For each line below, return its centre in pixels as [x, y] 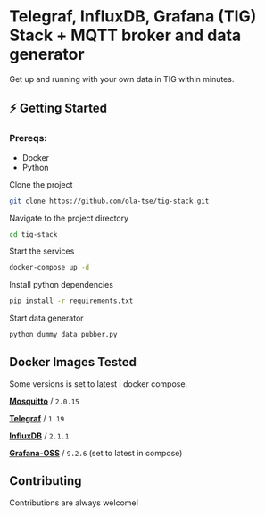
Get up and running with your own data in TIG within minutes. [122, 79]
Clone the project [41, 184]
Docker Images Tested [73, 362]
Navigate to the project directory [69, 218]
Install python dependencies [62, 285]
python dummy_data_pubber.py [63, 335]
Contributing [46, 481]
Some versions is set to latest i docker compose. [99, 384]
